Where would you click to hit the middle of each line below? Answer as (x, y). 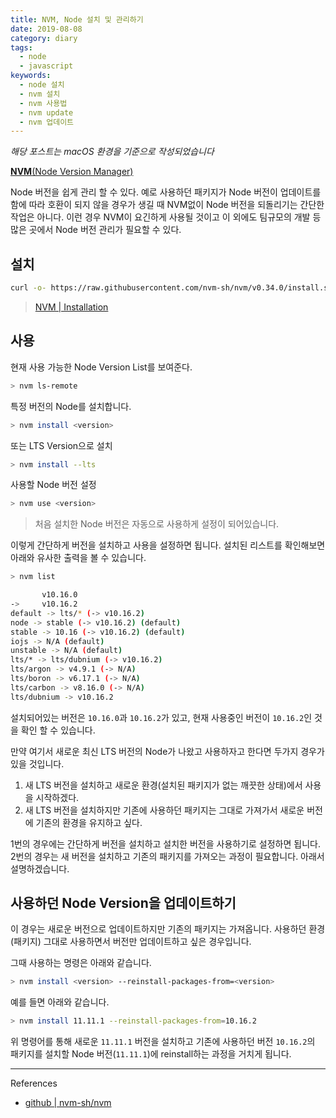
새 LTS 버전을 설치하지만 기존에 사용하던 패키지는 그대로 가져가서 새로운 (164, 810)
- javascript (46, 66)
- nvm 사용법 (43, 103)
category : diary (44, 38)
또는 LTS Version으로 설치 (61, 445)
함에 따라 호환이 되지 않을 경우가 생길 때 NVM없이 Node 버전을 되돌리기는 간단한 (167, 205)
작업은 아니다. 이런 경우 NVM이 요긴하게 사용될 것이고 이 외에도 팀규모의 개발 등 (166, 217)
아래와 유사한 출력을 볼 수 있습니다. (78, 558)
